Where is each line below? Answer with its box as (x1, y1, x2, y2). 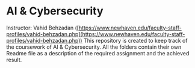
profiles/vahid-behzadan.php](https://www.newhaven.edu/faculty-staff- (6, 30, 185, 37)
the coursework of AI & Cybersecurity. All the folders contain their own (6, 43, 182, 51)
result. (6, 56, 22, 63)
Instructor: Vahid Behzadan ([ (6, 24, 79, 31)
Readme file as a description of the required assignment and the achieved (6, 49, 190, 57)
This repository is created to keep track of (83, 37, 188, 44)
